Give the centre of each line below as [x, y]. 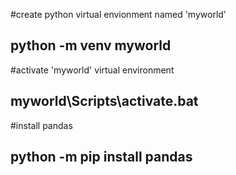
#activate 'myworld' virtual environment [92, 70]
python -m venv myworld [91, 45]
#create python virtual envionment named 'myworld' [118, 14]
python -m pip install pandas [101, 157]
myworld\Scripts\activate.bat [104, 101]
